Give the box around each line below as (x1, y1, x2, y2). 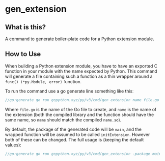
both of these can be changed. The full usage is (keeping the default (5, 137, 144, 142)
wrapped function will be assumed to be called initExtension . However (5, 131, 150, 138)
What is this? (5, 23, 46, 31)
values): (5, 142, 22, 148)
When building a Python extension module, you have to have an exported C (5, 63, 158, 69)
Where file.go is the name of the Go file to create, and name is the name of (5, 106, 157, 112)
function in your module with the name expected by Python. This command (5, 68, 158, 74)
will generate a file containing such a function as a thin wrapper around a (5, 73, 153, 79)
